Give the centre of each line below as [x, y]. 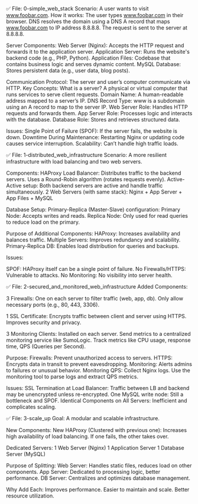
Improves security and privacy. [44, 322]
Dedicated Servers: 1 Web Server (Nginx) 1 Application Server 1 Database [95, 448]
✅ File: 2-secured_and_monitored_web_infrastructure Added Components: [97, 287]
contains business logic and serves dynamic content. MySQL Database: [94, 64]
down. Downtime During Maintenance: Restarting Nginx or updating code [95, 137]
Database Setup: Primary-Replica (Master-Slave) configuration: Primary [93, 210]
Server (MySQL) [26, 454]
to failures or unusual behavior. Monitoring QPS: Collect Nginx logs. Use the [98, 370]
